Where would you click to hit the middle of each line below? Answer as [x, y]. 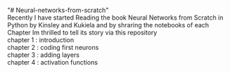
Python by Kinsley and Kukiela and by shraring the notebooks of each [108, 25]
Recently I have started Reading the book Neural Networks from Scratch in [115, 18]
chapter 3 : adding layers [43, 55]
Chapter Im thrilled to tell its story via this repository [82, 32]
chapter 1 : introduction [41, 40]
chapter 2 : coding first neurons [53, 47]
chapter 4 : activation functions [53, 62]
